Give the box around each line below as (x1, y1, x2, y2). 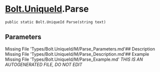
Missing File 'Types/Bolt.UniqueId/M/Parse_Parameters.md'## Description (5, 46, 155, 52)
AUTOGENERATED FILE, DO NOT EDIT (5, 61, 83, 67)
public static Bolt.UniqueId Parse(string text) (5, 20, 106, 24)
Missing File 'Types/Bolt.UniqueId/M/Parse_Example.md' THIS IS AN (5, 56, 143, 62)
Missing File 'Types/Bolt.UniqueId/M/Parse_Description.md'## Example (5, 51, 149, 57)
